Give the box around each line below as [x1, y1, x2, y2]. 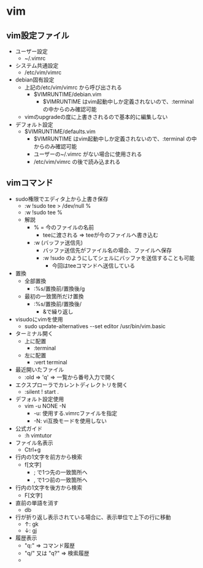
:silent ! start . [24, 388, 59, 395]
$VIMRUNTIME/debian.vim [33, 91, 102, 98]
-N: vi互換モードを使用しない [33, 417, 107, 424]
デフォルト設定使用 [15, 395, 64, 402]
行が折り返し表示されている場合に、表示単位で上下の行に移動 [15, 513, 171, 521]
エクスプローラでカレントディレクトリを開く [15, 381, 128, 388]
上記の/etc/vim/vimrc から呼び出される [24, 84, 123, 91]
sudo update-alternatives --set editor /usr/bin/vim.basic [24, 322, 166, 329]
